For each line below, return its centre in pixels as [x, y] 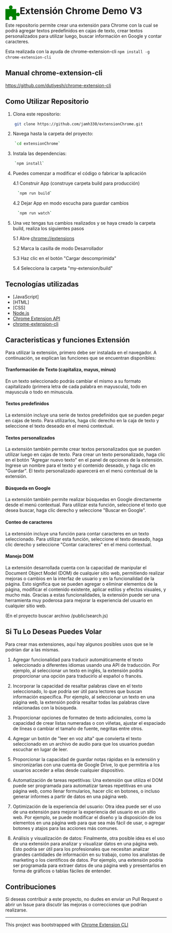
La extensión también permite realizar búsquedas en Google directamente [83, 500]
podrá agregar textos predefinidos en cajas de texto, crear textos [74, 30]
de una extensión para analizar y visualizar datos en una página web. [85, 843]
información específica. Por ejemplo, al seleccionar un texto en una [84, 697]
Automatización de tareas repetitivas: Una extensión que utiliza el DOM [88, 780]
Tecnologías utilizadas [42, 284]
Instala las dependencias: [39, 153]
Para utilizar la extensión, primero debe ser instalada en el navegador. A [81, 352]
